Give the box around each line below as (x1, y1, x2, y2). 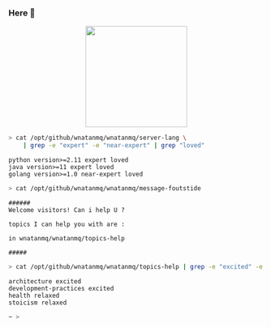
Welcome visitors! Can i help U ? (8, 206, 126, 214)
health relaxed (8, 291, 60, 299)
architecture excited (8, 277, 82, 286)
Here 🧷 (8, 7, 36, 19)
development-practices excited (8, 284, 114, 292)
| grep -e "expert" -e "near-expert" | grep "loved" (23, 142, 205, 150)
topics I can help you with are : (8, 220, 126, 228)
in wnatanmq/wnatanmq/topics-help (8, 234, 126, 242)
